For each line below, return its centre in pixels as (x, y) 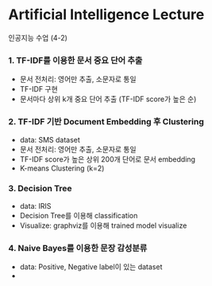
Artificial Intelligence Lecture (106, 15)
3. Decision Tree (40, 189)
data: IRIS (35, 206)
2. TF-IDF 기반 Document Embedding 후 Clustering (106, 122)
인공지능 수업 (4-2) (38, 37)
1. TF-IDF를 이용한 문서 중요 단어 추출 (75, 60)
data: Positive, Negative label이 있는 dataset (91, 267)
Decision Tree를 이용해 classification (79, 215)
